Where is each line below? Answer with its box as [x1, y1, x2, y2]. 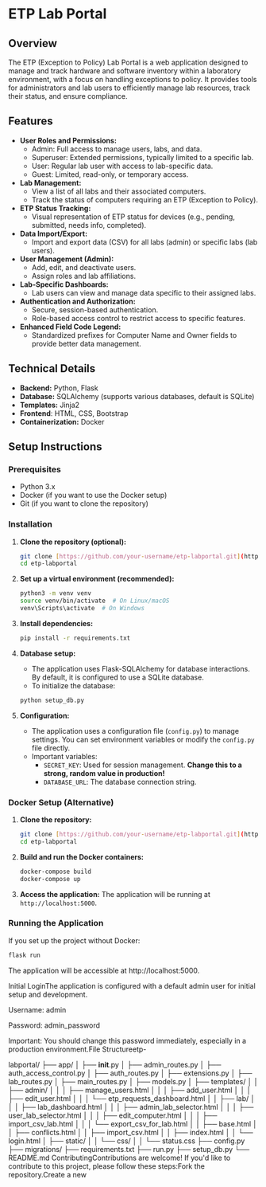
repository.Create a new [8, 1169, 87, 1179]
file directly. [31, 742, 71, 753]
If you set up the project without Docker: [8, 935, 141, 945]
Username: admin [8, 1005, 67, 1014]
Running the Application [8, 918, 104, 929]
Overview [8, 37, 58, 50]
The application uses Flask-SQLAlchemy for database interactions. [31, 664, 250, 673]
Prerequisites [8, 464, 61, 475]
